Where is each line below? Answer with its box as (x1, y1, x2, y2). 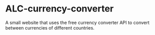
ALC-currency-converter (5, 3, 114, 14)
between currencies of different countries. (5, 24, 95, 30)
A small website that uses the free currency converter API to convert (5, 19, 150, 25)
